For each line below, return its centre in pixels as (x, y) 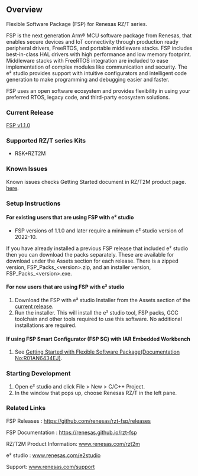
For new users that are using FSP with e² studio (65, 287)
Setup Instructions (33, 203)
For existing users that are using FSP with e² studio (70, 218)
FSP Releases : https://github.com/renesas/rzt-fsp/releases (79, 421)
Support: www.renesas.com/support (51, 467)
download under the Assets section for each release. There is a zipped (92, 261)
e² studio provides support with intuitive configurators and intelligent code (97, 73)
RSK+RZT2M (30, 154)
